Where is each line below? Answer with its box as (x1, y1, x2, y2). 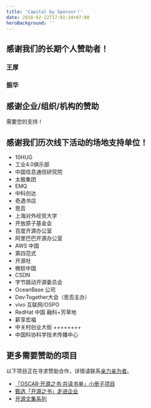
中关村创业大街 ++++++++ (14, 323, 81, 331)
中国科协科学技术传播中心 (14, 331, 78, 338)
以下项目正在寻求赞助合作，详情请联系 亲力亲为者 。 (6, 367, 132, 375)
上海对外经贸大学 (14, 212, 58, 220)
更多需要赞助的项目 (6, 350, 77, 361)
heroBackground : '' (6, 20, 55, 26)
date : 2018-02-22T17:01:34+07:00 (6, 14, 90, 20)
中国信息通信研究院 (14, 169, 63, 176)
